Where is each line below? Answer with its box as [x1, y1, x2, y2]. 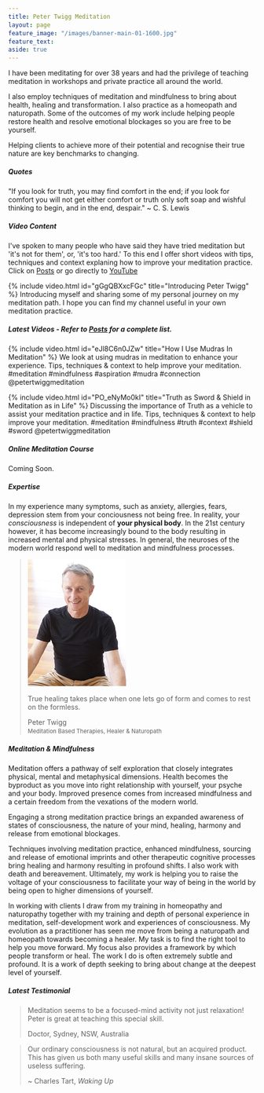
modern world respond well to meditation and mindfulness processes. [8, 543, 235, 553]
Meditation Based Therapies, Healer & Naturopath [27, 727, 163, 736]
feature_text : [8, 38, 55, 46]
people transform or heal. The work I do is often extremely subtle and [8, 951, 233, 961]
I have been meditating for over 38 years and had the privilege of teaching [8, 68, 249, 78]
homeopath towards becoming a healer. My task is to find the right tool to [8, 934, 246, 944]
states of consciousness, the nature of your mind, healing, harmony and [8, 821, 241, 830]
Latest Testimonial [8, 985, 71, 995]
